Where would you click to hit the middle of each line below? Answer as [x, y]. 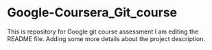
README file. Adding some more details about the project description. [106, 38]
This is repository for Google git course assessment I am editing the [103, 32]
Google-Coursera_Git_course [92, 13]
